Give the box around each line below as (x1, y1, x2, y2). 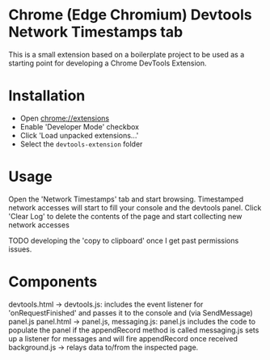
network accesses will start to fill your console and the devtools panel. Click (8, 202, 262, 212)
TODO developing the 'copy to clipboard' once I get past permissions (8, 235, 239, 245)
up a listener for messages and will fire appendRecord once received (8, 333, 238, 343)
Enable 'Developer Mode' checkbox (19, 121, 140, 131)
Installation (8, 87, 86, 105)
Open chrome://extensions (19, 113, 110, 123)
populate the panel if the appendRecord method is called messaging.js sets (8, 325, 259, 335)
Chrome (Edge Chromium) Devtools (8, 6, 252, 24)
